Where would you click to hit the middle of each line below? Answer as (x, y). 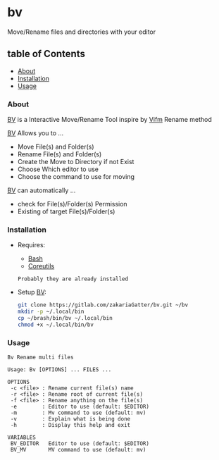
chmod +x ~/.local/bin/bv (55, 325)
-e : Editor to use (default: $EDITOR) (80, 407)
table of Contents (46, 54)
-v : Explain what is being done (70, 419)
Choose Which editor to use (58, 169)
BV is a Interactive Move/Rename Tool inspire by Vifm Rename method (110, 120)
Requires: (31, 245)
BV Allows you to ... (36, 133)
